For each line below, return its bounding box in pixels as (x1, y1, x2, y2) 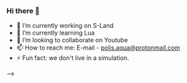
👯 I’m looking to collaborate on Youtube (16, 36, 129, 44)
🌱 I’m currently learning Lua (16, 29, 95, 37)
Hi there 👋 (6, 6, 41, 16)
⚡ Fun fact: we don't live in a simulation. (16, 54, 129, 62)
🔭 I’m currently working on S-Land (16, 22, 114, 30)
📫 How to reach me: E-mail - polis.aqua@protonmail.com (16, 44, 180, 52)
